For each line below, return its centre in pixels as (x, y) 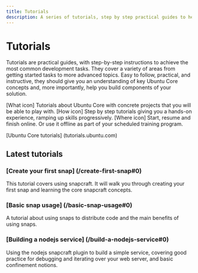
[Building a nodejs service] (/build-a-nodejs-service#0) (88, 239)
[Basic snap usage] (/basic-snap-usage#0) (69, 205)
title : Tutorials (27, 11)
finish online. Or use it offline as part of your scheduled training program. (95, 124)
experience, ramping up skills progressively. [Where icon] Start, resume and (98, 118)
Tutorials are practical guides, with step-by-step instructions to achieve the (97, 63)
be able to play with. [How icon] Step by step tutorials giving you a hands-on (99, 111)
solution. (17, 94)
